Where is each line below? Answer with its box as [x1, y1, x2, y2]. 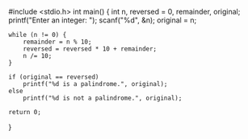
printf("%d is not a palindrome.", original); [23, 94, 183, 102]
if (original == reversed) [8, 73, 99, 81]
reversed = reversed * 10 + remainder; [23, 45, 158, 53]
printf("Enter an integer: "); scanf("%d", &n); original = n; [8, 15, 197, 25]
